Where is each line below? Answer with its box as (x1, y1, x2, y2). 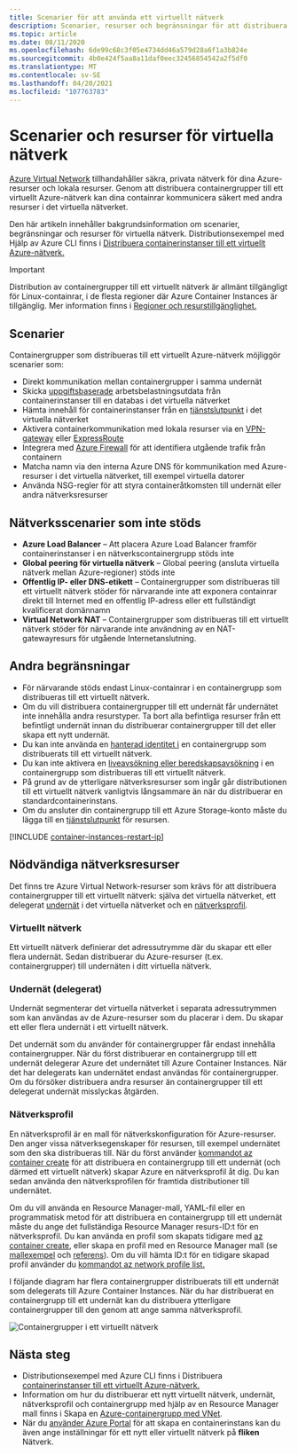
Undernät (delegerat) (9, 982, 103, 994)
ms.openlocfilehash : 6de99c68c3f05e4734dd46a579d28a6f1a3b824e (9, 46, 248, 55)
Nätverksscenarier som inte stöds (9, 515, 201, 531)
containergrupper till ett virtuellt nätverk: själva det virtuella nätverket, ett (9, 890, 277, 900)
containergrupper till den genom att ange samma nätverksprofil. (9, 1304, 243, 1315)
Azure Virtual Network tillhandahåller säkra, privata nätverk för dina (9, 174, 255, 185)
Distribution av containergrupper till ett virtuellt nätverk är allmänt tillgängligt (9, 281, 288, 293)
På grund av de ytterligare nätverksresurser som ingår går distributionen (21, 776, 287, 787)
